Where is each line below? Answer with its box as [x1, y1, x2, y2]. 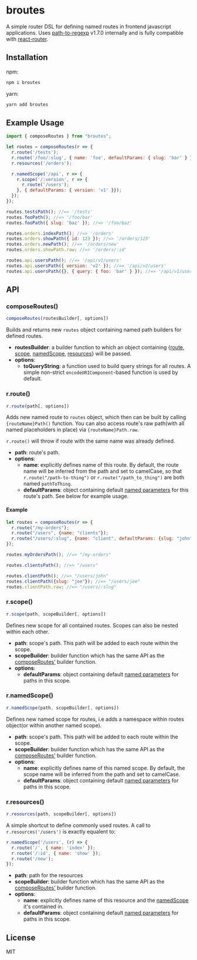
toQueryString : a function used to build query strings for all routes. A [23, 363, 191, 370]
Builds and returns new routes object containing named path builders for [6, 326, 182, 333]
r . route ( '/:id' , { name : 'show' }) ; [11, 850, 101, 856]
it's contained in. [23, 903, 64, 910]
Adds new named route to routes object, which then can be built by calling [6, 414, 186, 421]
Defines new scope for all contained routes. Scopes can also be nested [6, 621, 179, 629]
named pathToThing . [23, 480, 72, 487]
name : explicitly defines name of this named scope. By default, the [23, 764, 185, 771]
